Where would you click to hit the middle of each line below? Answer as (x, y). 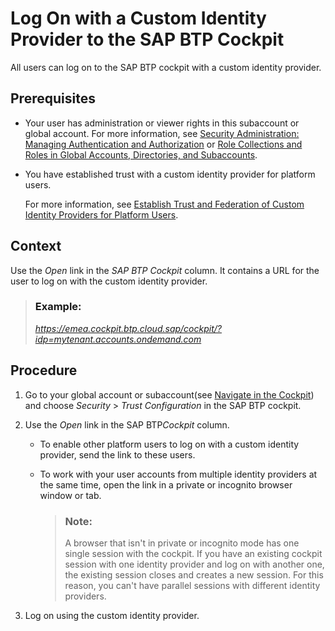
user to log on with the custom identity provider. (109, 281)
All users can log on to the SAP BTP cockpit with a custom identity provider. (166, 67)
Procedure (44, 370)
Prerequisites (53, 98)
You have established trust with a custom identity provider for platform (170, 174)
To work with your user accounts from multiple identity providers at (178, 474)
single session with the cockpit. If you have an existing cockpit (193, 553)
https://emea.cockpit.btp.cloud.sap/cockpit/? (128, 328)
